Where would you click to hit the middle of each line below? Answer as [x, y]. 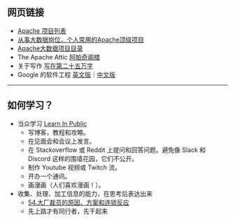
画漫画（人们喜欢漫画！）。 [66, 185]
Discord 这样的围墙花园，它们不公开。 [83, 158]
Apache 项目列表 [42, 31]
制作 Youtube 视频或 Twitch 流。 [74, 167]
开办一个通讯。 [49, 176]
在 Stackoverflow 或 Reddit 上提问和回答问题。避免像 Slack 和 [117, 150]
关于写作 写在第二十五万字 [55, 66]
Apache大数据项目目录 [50, 48]
